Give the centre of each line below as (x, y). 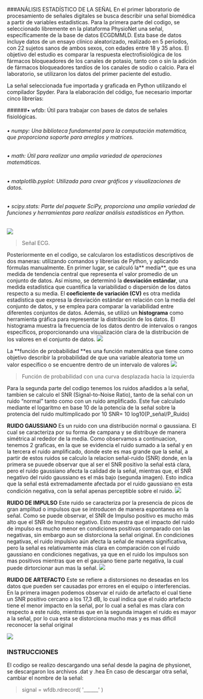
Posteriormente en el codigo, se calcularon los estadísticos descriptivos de (100, 255)
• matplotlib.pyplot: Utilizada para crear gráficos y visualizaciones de (94, 181)
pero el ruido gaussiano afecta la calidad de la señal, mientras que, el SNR (99, 471)
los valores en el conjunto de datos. (51, 339)
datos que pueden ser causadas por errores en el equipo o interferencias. (99, 586)
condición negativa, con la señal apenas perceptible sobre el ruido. (90, 491)
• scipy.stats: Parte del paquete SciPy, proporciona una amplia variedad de (101, 206)
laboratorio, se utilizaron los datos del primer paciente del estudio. (89, 74)
